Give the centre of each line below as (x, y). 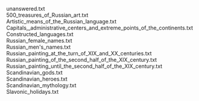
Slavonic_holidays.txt (33, 92)
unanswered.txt (26, 9)
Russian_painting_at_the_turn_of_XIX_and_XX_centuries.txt (79, 53)
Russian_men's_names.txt (39, 47)
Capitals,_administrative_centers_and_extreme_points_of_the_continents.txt (100, 28)
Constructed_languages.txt (40, 34)
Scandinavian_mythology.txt (41, 85)
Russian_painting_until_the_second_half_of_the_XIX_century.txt (84, 66)
